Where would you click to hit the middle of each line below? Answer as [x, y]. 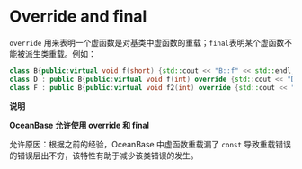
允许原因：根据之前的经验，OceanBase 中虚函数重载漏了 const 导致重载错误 [151, 144]
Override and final [78, 17]
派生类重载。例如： [60, 53]
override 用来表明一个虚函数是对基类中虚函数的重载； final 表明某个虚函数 [147, 42]
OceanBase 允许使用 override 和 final [80, 125]
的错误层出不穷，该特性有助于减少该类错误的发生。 [104, 156]
